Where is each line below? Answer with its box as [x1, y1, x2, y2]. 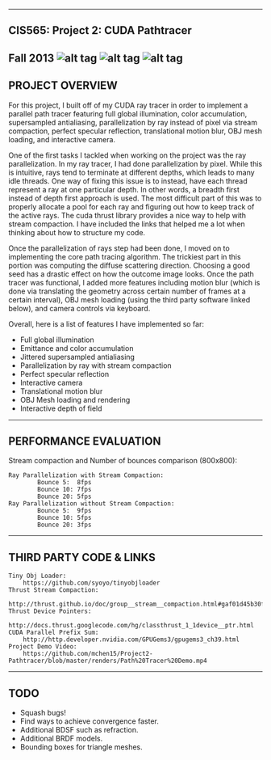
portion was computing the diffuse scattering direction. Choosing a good [8, 260, 251, 270]
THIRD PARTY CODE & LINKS [8, 551, 156, 564]
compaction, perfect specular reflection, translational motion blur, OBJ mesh [8, 126, 263, 136]
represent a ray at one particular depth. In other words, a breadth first [8, 184, 240, 194]
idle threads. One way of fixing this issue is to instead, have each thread [8, 175, 248, 186]
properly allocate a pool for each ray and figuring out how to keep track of [8, 201, 255, 211]
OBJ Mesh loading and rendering [19, 395, 131, 404]
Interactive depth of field [19, 403, 102, 413]
